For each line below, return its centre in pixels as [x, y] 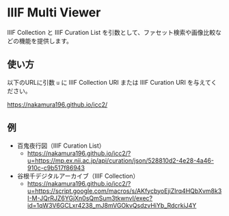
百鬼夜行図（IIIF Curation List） [61, 146]
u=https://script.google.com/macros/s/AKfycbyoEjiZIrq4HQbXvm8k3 [124, 191]
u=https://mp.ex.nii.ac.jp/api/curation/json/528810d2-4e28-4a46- [120, 160]
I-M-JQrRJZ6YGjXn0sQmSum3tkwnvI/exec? [90, 198]
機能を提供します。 [46, 41]
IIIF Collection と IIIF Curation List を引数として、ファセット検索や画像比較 [111, 32]
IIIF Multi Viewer [54, 13]
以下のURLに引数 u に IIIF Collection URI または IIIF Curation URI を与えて [109, 82]
